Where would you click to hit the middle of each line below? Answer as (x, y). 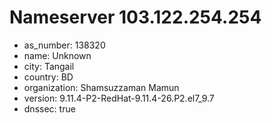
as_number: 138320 (64, 45)
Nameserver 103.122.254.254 (135, 17)
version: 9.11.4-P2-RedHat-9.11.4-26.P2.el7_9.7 (119, 98)
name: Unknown (57, 55)
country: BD (48, 77)
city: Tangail (49, 66)
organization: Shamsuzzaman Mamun (101, 87)
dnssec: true (49, 108)
